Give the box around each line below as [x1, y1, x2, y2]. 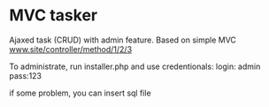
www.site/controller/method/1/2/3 [9, 43, 133, 54]
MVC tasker [9, 5, 98, 26]
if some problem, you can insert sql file [9, 88, 152, 98]
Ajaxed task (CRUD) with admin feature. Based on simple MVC [9, 34, 237, 45]
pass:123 [9, 70, 42, 80]
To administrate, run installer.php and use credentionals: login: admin [9, 61, 261, 72]
